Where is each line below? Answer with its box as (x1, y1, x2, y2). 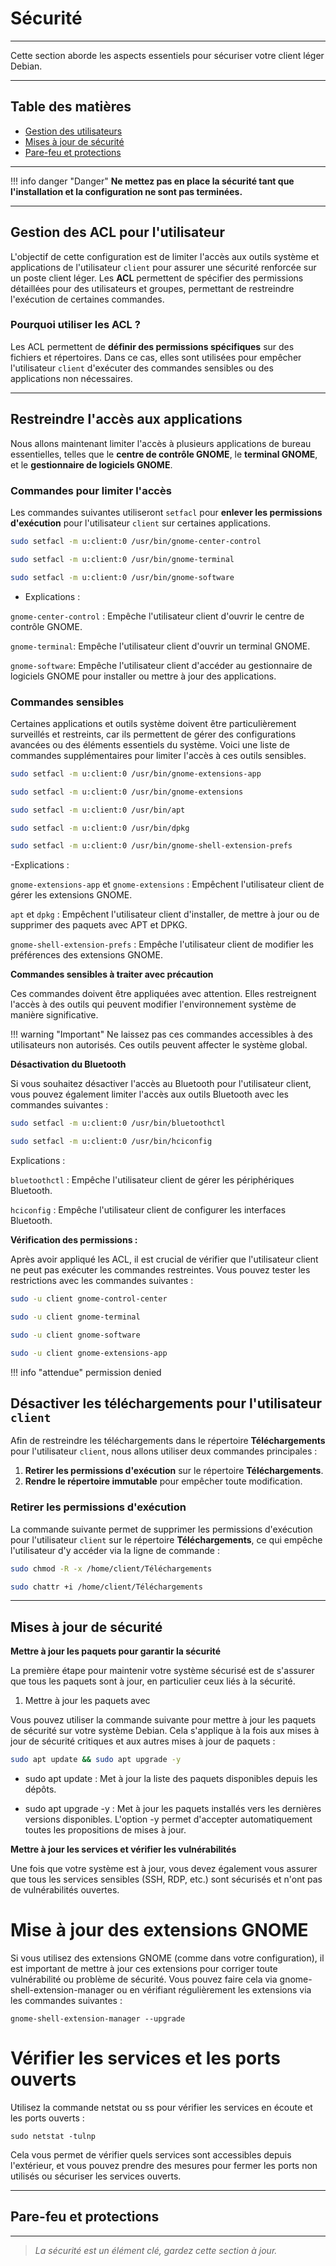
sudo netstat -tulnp (10, 2131, 97, 2141)
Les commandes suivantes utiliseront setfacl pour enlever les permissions (10, 506, 323, 518)
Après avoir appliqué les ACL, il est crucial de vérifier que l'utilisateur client (10, 1253, 319, 1266)
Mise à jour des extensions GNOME (10, 1919, 309, 1942)
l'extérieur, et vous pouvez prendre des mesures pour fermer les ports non (10, 2159, 318, 2171)
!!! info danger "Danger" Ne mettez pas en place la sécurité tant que (10, 175, 295, 187)
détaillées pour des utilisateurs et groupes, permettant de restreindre (10, 282, 295, 294)
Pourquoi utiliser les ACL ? (10, 318, 141, 332)
